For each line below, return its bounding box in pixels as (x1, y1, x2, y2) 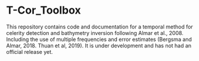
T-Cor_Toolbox (6, 4, 82, 17)
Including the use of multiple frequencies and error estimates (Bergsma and (6, 36, 192, 43)
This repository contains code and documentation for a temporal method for (6, 23, 194, 30)
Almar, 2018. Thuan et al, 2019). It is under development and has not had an (6, 42, 192, 49)
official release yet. (6, 48, 53, 55)
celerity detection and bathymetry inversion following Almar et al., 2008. (6, 29, 184, 36)
